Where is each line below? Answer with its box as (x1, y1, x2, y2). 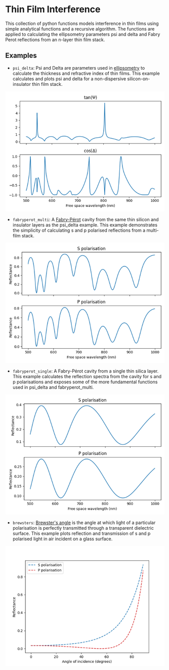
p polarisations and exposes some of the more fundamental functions (12, 379, 158, 385)
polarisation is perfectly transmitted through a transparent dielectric (12, 525, 154, 531)
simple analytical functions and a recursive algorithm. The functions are (5, 25, 155, 32)
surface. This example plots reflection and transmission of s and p (12, 530, 151, 536)
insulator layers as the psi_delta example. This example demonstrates (12, 222, 158, 228)
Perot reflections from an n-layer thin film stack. (5, 37, 105, 43)
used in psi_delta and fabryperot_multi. (12, 384, 94, 390)
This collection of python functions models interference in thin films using (5, 20, 159, 26)
